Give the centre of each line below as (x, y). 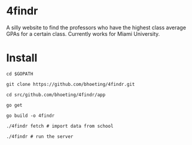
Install (22, 58)
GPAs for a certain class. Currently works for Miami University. (83, 33)
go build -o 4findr (31, 115)
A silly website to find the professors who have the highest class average (96, 27)
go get (14, 105)
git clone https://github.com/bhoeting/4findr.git (71, 84)
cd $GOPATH (20, 74)
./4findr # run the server (40, 136)
